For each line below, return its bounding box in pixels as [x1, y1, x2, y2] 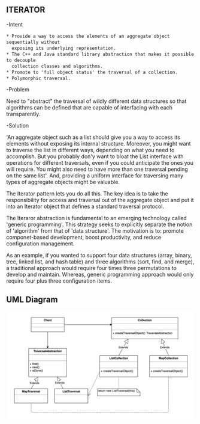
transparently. [6, 110, 41, 117]
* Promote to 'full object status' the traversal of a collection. [6, 69, 178, 75]
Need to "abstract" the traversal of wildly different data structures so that [6, 97, 187, 105]
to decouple [6, 57, 36, 63]
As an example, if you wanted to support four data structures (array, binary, [6, 251, 193, 259]
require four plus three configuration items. [6, 277, 113, 284]
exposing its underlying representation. [11, 45, 117, 51]
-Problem [6, 85, 30, 93]
